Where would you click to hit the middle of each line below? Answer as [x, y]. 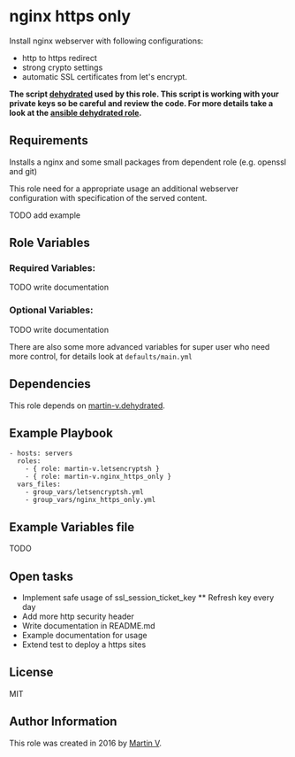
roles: [29, 461]
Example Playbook [61, 433]
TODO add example [45, 215]
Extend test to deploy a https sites [84, 645]
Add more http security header [78, 616]
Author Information [63, 722]
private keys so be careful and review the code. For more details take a [141, 103]
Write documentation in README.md [89, 625]
